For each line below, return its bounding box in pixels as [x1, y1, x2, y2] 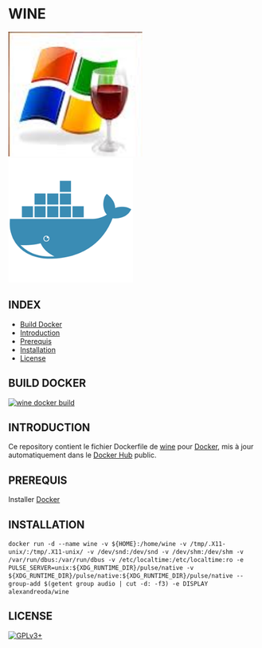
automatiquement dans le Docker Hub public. [8, 450, 157, 460]
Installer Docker [8, 495, 61, 504]
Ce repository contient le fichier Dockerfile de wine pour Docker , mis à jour [8, 442, 254, 452]
